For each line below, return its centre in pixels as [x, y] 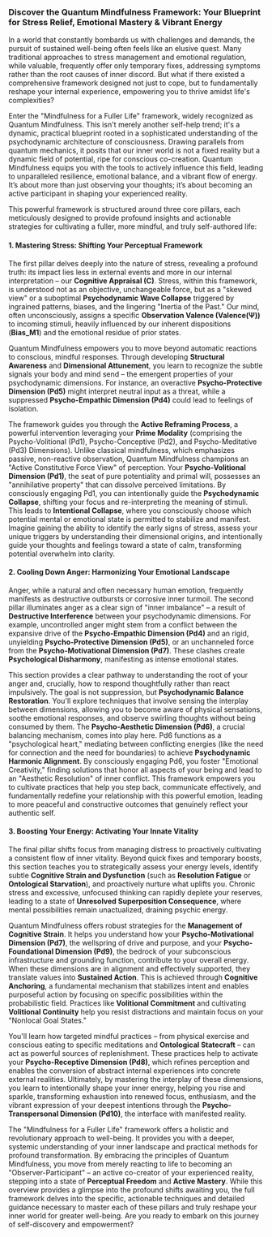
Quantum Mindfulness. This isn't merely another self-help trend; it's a [124, 125]
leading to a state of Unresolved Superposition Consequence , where [125, 901]
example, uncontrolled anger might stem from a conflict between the [123, 624]
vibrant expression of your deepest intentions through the [104, 1105]
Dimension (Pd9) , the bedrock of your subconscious [143, 951]
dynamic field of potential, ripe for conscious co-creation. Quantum [121, 159]
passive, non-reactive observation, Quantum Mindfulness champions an [129, 459]
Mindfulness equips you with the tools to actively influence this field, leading [136, 168]
